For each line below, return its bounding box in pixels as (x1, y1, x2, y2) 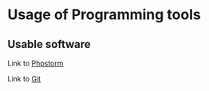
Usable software (7, 38, 91, 51)
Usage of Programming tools (7, 6, 201, 24)
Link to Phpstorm (7, 58, 64, 68)
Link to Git (7, 74, 41, 83)
